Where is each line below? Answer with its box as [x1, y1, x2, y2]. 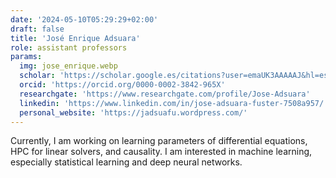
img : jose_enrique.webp [19, 61, 118, 71]
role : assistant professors [10, 42, 128, 53]
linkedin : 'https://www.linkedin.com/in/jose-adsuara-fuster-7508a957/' [19, 98, 329, 108]
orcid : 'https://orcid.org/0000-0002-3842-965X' [19, 80, 226, 90]
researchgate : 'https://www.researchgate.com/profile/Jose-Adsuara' [19, 89, 311, 99]
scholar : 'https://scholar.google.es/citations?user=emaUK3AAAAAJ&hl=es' [19, 71, 333, 81]
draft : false [10, 24, 65, 34]
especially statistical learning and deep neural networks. [10, 156, 243, 168]
